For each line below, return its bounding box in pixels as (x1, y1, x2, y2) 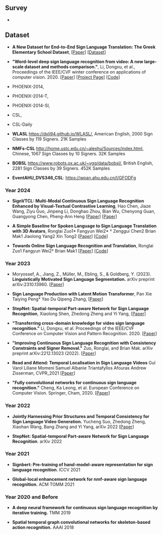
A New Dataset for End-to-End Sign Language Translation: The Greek (12, 44, 156, 50)
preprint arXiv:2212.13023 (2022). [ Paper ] (12, 351, 96, 357)
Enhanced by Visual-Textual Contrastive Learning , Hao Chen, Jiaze (12, 203, 151, 209)
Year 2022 (5, 402, 31, 409)
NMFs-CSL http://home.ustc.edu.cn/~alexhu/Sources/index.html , (12, 145, 144, 151)
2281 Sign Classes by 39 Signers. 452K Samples (12, 165, 110, 171)
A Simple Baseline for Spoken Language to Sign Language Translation (12, 223, 157, 229)
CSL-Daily (12, 121, 33, 127)
